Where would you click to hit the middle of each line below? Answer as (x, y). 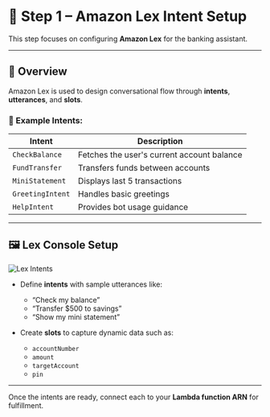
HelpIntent (33, 207)
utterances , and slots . (45, 99)
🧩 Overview (38, 72)
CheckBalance (37, 155)
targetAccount (55, 365)
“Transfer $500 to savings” (77, 308)
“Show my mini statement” (76, 316)
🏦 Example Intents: (45, 120)
